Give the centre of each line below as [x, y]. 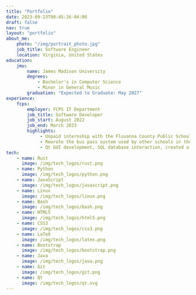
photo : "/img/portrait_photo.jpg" [58, 44]
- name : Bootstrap [39, 245]
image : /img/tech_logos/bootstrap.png [69, 251]
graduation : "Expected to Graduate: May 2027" [85, 93]
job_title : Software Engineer [53, 50]
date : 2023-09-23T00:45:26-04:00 [47, 17]
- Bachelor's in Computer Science [79, 82]
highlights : [42, 131]
